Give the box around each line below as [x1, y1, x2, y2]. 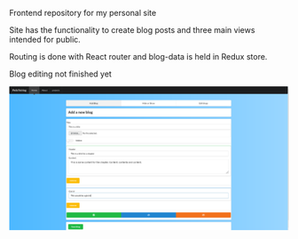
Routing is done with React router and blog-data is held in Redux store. [9, 52, 268, 61]
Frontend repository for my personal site [9, 8, 157, 18]
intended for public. [9, 35, 82, 44]
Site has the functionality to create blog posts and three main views [9, 25, 255, 35]
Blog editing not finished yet [9, 68, 113, 79]
